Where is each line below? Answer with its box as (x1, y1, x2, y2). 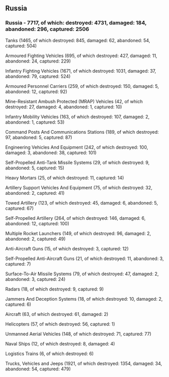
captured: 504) (5, 43, 37, 49)
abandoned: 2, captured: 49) (5, 236, 66, 242)
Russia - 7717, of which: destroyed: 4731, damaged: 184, (5, 19, 147, 26)
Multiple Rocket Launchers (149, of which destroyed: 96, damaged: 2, (5, 230, 151, 236)
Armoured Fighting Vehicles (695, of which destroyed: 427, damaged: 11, (5, 52, 158, 59)
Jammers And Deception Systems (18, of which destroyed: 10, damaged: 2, (5, 296, 163, 302)
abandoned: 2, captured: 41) (5, 190, 65, 196)
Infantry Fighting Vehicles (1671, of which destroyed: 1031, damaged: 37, (5, 68, 156, 74)
